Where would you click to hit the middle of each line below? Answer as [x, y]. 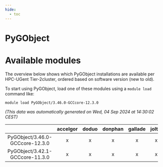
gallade [137, 129]
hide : [10, 9]
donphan [113, 129]
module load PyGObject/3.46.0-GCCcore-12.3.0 [52, 103]
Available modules [43, 60]
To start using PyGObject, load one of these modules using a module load [78, 89]
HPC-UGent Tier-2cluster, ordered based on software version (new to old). [80, 79]
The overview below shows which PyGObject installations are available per [80, 74]
